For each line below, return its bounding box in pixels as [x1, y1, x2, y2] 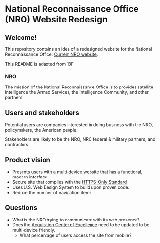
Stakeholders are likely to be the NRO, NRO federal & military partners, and [5, 136, 156, 142]
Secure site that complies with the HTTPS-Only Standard [12, 179, 127, 185]
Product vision [5, 155, 50, 164]
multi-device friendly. [12, 227, 55, 233]
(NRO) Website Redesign [5, 14, 108, 25]
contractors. [5, 142, 30, 148]
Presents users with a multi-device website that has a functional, [12, 169, 143, 175]
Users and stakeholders [5, 109, 80, 117]
